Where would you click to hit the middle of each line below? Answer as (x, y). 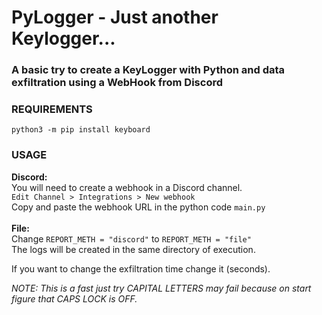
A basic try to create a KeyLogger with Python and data (148, 70)
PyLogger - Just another (115, 17)
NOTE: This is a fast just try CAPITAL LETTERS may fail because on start (161, 288)
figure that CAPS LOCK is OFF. (74, 298)
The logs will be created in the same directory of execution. (133, 249)
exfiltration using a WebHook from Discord (117, 83)
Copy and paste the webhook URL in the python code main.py (138, 207)
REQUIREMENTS (52, 109)
